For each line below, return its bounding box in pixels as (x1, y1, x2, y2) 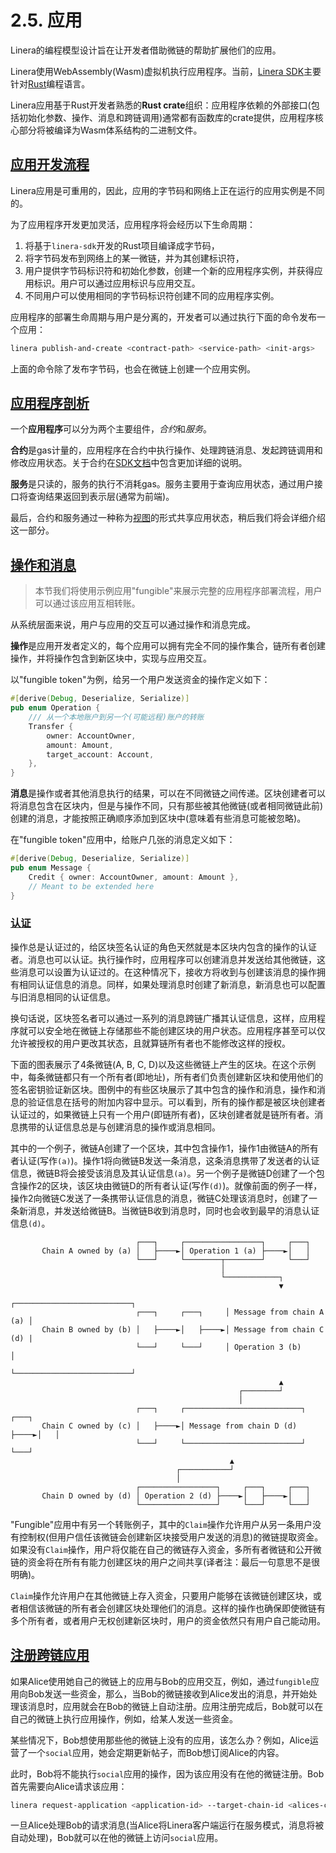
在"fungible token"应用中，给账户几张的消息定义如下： (10, 834, 236, 846)
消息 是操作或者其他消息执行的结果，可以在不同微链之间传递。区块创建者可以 (10, 787, 326, 800)
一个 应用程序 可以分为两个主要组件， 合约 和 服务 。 (10, 423, 212, 435)
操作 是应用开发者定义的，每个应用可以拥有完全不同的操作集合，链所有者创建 (10, 640, 326, 652)
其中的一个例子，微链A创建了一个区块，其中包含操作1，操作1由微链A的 (10, 1142, 302, 1154)
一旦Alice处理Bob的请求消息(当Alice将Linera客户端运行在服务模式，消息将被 (10, 1819, 325, 1831)
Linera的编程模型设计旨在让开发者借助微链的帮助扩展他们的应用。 (10, 44, 282, 56)
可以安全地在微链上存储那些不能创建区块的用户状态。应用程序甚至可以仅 (27, 1024, 326, 1036)
